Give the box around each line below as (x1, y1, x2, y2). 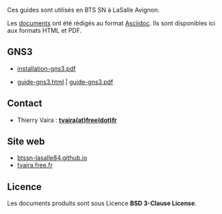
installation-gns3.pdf (16, 64, 77, 73)
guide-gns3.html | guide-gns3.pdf (16, 78, 114, 86)
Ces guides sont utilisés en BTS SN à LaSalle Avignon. (7, 6, 160, 14)
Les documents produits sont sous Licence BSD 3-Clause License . (7, 199, 197, 208)
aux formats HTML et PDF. (7, 27, 82, 34)
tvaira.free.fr (16, 161, 53, 169)
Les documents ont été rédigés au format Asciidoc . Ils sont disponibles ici (7, 19, 216, 27)
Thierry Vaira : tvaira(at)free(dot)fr (16, 116, 117, 124)
